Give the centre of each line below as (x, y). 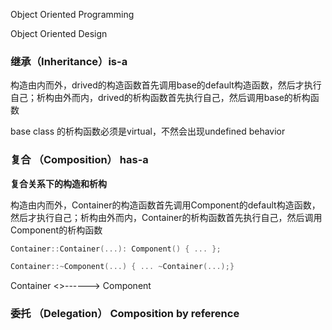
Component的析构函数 (56, 230)
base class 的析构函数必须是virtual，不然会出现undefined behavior (148, 131)
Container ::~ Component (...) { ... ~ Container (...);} (122, 267)
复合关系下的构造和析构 (58, 183)
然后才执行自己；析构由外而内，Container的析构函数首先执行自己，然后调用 (166, 217)
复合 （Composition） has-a (79, 160)
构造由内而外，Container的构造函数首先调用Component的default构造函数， (165, 205)
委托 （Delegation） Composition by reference (125, 314)
